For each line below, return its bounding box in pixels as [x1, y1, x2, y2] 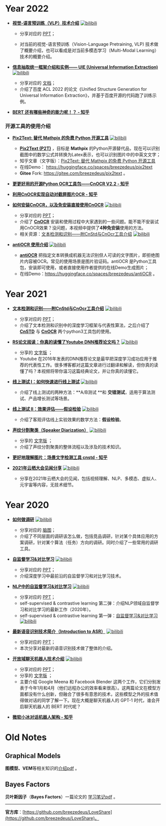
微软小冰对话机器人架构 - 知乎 [12, 714, 73, 720]
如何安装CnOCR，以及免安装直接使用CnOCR [12, 202, 104, 208]
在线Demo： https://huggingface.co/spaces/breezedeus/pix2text [19, 164, 153, 170]
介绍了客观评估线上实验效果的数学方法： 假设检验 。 [19, 416, 124, 422]
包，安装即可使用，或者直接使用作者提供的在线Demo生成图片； [19, 265, 149, 271]
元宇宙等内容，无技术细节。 [19, 482, 77, 488]
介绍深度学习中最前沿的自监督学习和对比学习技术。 [19, 573, 124, 579]
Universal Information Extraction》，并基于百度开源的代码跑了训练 [19, 92, 153, 98]
